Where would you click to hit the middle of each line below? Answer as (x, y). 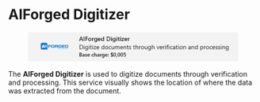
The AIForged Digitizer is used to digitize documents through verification (128, 74)
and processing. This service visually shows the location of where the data (130, 83)
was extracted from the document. (65, 91)
